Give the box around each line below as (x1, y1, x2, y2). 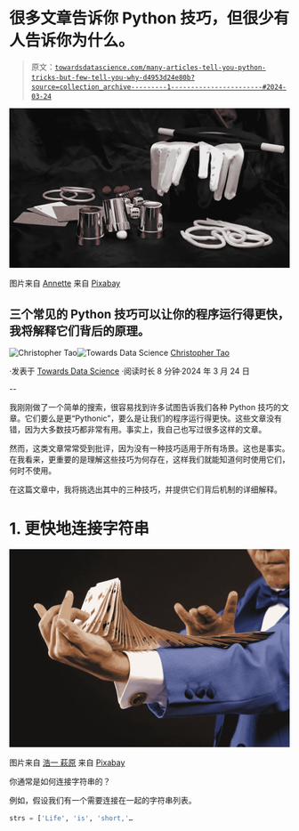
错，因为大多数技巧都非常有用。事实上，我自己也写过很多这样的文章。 (9, 424, 267, 435)
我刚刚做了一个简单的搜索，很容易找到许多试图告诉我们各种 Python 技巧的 (9, 402, 282, 413)
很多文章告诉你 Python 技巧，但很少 (9, 8, 274, 28)
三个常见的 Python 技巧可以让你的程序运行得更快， (9, 306, 290, 321)
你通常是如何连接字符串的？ (9, 776, 111, 787)
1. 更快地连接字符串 (9, 519, 149, 539)
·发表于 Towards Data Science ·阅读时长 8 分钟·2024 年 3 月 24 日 (9, 366, 251, 376)
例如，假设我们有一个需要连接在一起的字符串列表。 (9, 795, 197, 806)
